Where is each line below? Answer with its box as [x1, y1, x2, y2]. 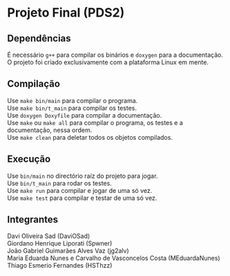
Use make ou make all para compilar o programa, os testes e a [7, 118, 183, 127]
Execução [7, 154, 51, 165]
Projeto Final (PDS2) [7, 5, 125, 21]
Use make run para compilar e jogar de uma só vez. [7, 186, 153, 194]
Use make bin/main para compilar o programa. [7, 96, 138, 104]
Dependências [7, 33, 71, 44]
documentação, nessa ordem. [7, 126, 93, 134]
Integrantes [7, 214, 59, 226]
